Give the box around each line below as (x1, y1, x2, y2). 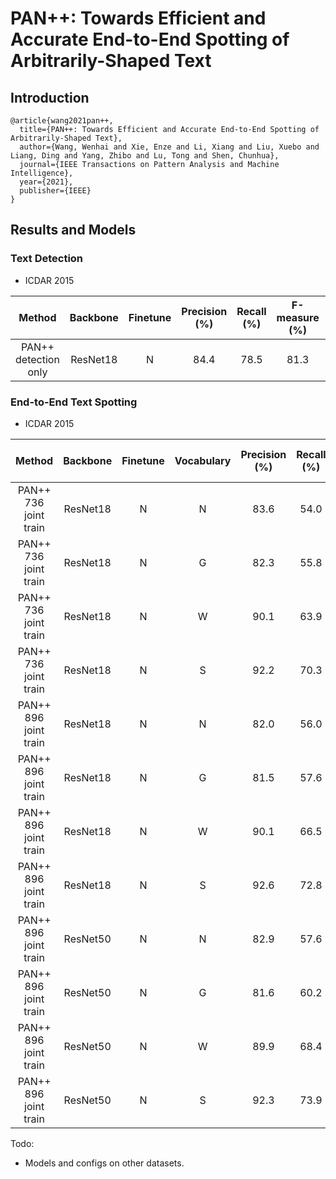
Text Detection (10, 252, 84, 266)
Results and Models (10, 222, 137, 239)
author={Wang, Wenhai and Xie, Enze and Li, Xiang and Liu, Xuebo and (19, 142, 320, 152)
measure (276, 310, 320, 324)
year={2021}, (19, 177, 74, 187)
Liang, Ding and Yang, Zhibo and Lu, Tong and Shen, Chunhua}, (10, 151, 280, 161)
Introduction (10, 89, 90, 106)
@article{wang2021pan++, (10, 116, 114, 126)
